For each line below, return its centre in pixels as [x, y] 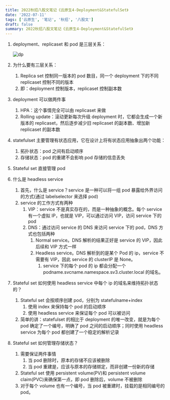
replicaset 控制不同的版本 [47, 82]
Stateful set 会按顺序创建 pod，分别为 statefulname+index [81, 300]
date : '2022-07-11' [26, 15]
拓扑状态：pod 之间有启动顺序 [52, 151]
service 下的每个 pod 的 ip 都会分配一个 [84, 266]
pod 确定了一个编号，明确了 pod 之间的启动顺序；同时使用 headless [92, 326]
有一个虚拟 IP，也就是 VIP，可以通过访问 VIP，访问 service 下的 [95, 216]
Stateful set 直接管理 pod [39, 169]
